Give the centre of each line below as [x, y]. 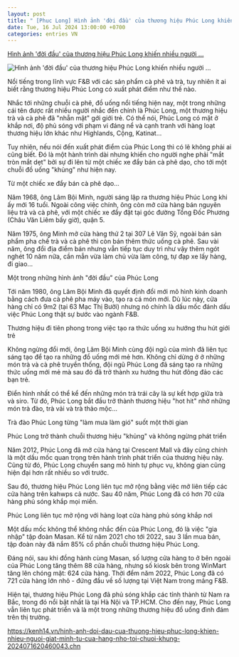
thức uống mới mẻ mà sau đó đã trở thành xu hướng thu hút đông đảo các [116, 372]
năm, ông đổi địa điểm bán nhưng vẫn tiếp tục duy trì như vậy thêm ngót [113, 249]
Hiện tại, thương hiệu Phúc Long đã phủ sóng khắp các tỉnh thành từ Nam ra [118, 594]
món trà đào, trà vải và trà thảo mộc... [63, 409]
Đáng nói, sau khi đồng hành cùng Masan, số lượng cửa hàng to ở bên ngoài [119, 558]
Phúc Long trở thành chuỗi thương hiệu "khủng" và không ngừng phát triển [117, 436]
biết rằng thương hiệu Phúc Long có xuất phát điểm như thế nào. [102, 89]
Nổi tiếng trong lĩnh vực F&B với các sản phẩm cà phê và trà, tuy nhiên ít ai [117, 82]
